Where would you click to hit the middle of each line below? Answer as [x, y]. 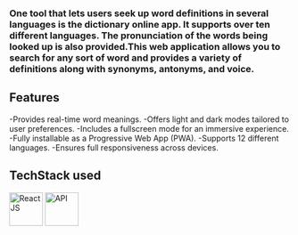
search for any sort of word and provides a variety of [126, 58]
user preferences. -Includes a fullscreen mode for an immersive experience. [149, 128]
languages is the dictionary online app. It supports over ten [140, 24]
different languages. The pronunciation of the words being [139, 36]
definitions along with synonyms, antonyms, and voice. [132, 69]
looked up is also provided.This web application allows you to [145, 46]
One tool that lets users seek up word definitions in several [139, 13]
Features [34, 97]
